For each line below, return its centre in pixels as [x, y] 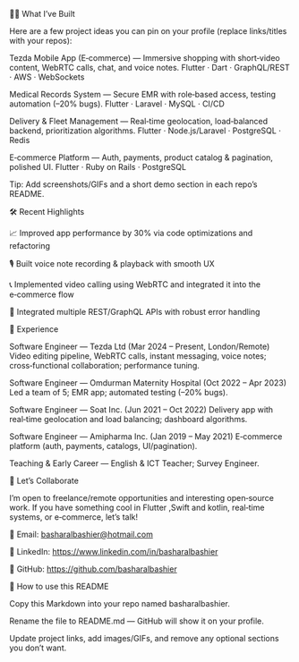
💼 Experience [34, 329]
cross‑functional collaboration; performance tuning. [104, 365]
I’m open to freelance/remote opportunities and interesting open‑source [142, 498]
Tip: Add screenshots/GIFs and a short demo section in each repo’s [133, 184]
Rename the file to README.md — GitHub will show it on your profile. [137, 621]
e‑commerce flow [42, 294]
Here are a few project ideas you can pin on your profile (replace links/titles [148, 31]
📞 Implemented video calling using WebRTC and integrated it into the [135, 284]
